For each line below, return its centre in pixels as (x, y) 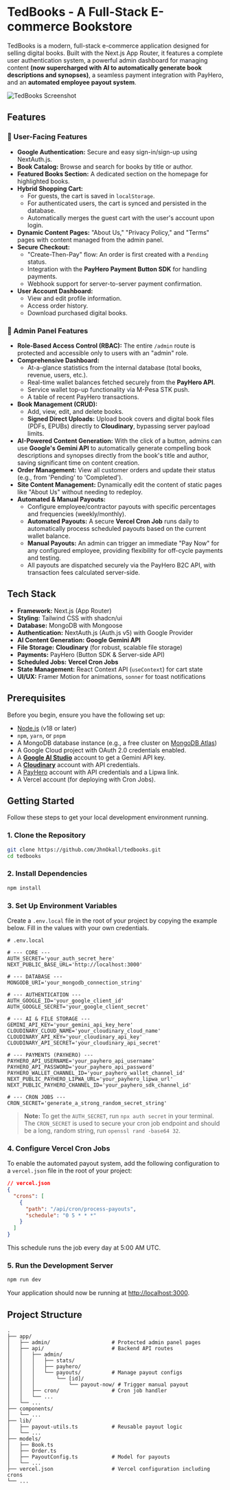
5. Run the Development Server (60, 1266)
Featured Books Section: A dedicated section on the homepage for (113, 174)
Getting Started (41, 800)
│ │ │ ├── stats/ (41, 1361)
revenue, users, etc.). (57, 375)
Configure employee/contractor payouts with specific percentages (122, 506)
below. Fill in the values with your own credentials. (78, 927)
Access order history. (58, 305)
